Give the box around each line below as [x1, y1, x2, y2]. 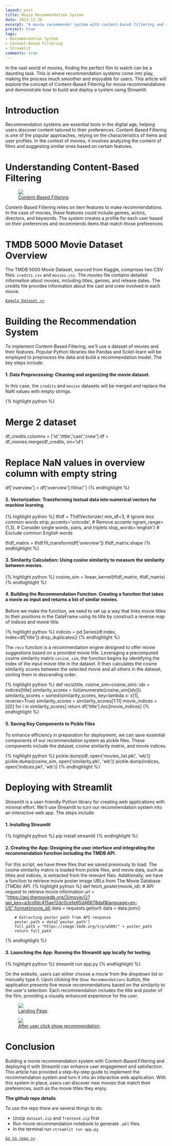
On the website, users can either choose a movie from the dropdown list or [5, 971, 163, 977]
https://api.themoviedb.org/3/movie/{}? [7, 894, 91, 900]
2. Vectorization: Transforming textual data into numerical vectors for [5, 496, 157, 503]
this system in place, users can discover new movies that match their [5, 1080, 151, 1086]
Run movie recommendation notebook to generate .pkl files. [12, 1120, 141, 1126]
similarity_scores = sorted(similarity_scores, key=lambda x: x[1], [5, 692, 139, 698]
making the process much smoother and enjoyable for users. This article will [5, 76, 166, 82]
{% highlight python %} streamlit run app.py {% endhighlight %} [5, 960, 141, 967]
